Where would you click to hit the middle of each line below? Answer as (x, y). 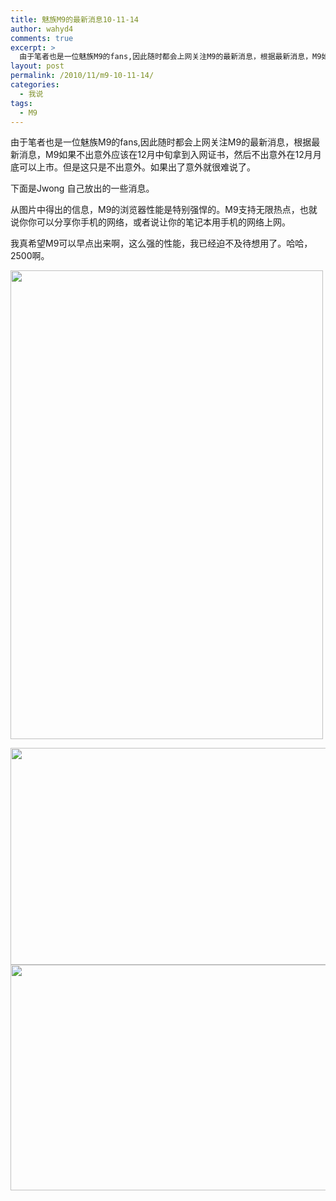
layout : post (37, 66)
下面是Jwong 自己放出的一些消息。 (82, 188)
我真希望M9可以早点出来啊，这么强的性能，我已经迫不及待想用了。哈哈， (161, 243)
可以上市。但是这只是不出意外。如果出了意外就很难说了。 (137, 167)
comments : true (42, 38)
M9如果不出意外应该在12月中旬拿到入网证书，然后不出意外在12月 (178, 155)
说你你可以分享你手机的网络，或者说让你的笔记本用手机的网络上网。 (150, 222)
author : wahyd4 (42, 29)
